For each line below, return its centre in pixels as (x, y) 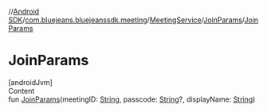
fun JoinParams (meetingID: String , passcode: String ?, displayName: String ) (132, 99)
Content (22, 91)
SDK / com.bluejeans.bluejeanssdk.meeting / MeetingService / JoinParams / (126, 20)
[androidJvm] (31, 82)
